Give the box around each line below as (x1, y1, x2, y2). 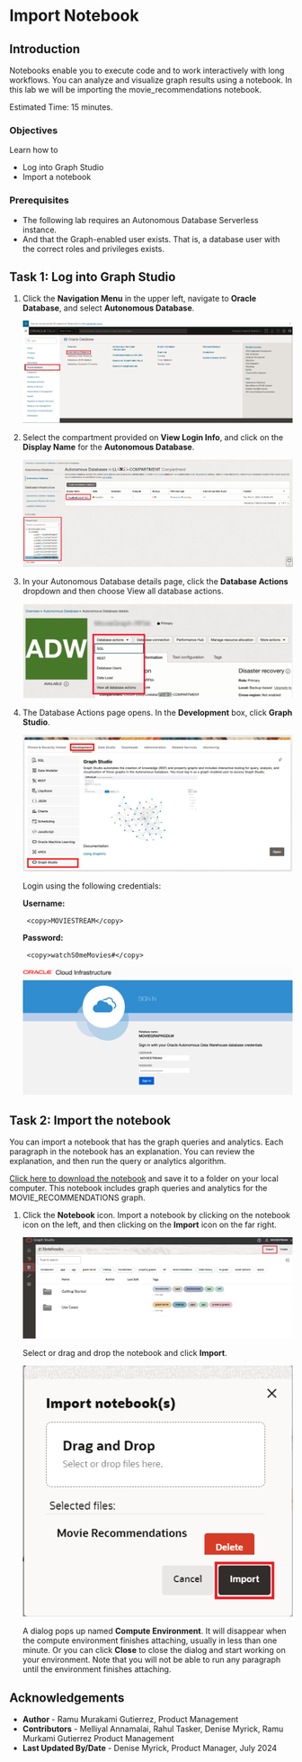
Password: (22, 932, 64, 943)
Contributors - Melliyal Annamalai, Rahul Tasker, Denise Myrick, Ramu (22, 1723, 284, 1734)
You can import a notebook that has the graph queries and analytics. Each (9, 1136, 284, 1148)
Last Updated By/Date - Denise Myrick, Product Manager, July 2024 (22, 1743, 278, 1754)
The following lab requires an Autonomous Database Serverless (22, 214, 259, 225)
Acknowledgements (9, 1690, 125, 1705)
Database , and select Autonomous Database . (22, 303, 195, 313)
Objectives (9, 123, 58, 136)
